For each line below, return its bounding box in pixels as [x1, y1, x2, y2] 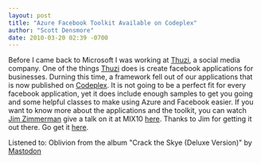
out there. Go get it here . [8, 123, 89, 132]
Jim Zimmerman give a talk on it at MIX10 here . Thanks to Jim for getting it [8, 114, 252, 123]
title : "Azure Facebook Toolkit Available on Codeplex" [8, 19, 197, 27]
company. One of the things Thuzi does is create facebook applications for [8, 64, 254, 74]
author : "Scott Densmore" [8, 26, 94, 34]
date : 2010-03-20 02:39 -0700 [8, 33, 109, 42]
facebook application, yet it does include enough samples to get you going [8, 89, 253, 99]
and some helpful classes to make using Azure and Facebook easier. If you [8, 97, 254, 107]
